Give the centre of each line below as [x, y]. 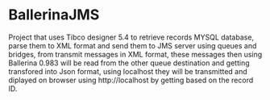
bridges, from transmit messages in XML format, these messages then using [135, 54]
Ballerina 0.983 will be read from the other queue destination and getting [129, 63]
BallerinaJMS [54, 15]
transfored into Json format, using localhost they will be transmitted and [128, 71]
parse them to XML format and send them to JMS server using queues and [133, 45]
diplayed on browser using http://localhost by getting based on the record [131, 80]
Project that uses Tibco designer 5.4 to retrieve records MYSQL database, [131, 37]
